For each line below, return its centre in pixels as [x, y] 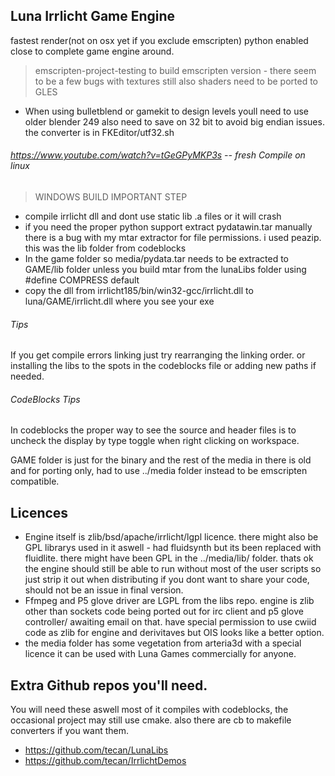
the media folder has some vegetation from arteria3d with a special [163, 643]
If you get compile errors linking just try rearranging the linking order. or [158, 355]
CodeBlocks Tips [45, 399]
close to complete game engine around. [92, 51]
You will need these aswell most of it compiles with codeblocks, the [149, 710]
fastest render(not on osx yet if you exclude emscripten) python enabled [159, 40]
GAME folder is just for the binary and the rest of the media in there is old [161, 460]
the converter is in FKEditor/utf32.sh [99, 132]
